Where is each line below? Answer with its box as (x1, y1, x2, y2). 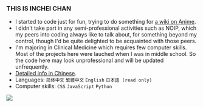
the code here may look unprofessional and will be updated (15, 57, 164, 64)
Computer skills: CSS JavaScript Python (15, 83, 112, 90)
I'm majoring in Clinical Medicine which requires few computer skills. (15, 44, 187, 51)
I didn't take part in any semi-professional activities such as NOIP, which (15, 24, 196, 32)
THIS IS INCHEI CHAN (6, 4, 72, 13)
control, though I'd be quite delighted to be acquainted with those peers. (15, 38, 197, 45)
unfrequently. (15, 63, 49, 71)
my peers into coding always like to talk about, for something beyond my (15, 31, 198, 38)
